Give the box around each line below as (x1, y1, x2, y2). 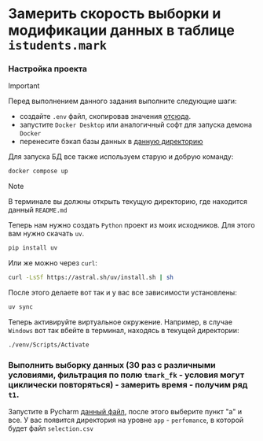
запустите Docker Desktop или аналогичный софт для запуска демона (19, 120, 253, 130)
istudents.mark (8, 39, 108, 54)
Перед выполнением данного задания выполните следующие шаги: (8, 96, 237, 106)
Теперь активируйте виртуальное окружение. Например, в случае (8, 317, 233, 327)
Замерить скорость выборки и (8, 5, 221, 23)
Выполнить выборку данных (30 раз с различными (8, 359, 216, 370)
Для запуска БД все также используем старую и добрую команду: (8, 152, 234, 161)
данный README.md (8, 206, 68, 215)
